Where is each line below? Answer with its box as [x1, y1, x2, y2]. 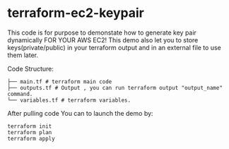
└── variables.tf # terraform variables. [7, 97, 131, 104]
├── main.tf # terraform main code [7, 78, 112, 85]
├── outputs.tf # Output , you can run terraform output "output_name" [7, 84, 223, 91]
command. [7, 90, 33, 97]
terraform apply [7, 135, 55, 142]
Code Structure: [7, 64, 54, 73]
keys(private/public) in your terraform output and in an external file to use [7, 43, 221, 52]
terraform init [7, 122, 52, 130]
